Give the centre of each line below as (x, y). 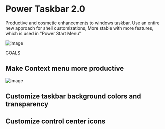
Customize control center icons (55, 121)
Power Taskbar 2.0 (45, 9)
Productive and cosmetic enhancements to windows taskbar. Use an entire (82, 23)
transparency (27, 104)
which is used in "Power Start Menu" (43, 33)
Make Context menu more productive (65, 69)
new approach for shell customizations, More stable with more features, (79, 28)
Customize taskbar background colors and (73, 97)
